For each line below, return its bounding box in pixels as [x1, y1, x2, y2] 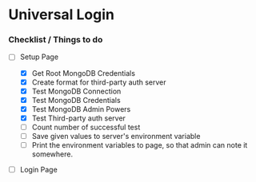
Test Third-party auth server [31, 113, 126, 123]
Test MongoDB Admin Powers [31, 104, 131, 113]
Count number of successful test [31, 122, 141, 132]
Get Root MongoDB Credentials [31, 68, 136, 77]
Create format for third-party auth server [31, 77, 166, 87]
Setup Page [19, 52, 58, 61]
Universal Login [8, 6, 114, 24]
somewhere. [31, 149, 74, 159]
